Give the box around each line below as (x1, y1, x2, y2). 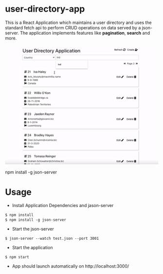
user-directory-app (5, 3, 85, 15)
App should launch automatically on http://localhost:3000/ (12, 263, 129, 269)
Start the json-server (12, 226, 54, 232)
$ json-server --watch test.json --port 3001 (5, 236, 99, 241)
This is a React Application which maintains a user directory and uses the (5, 20, 152, 25)
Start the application (12, 245, 53, 251)
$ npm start (5, 255, 29, 260)
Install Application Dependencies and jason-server (12, 203, 114, 209)
